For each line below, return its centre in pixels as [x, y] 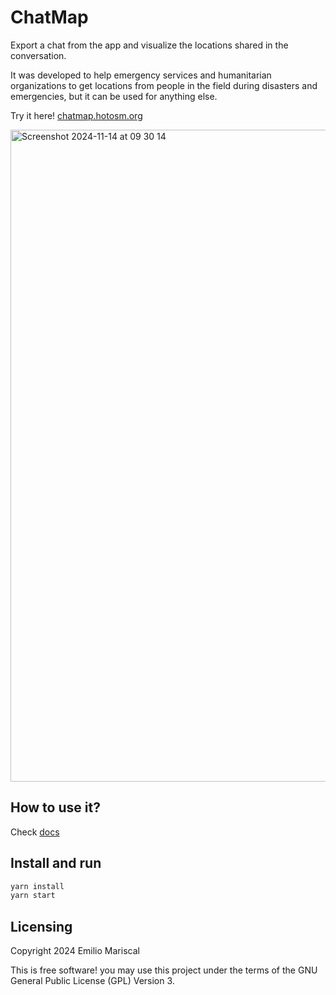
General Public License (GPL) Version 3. [92, 981]
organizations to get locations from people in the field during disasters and [164, 85]
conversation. [38, 55]
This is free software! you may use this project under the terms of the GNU [164, 970]
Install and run [56, 863]
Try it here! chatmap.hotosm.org [76, 115]
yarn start [33, 896]
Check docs [35, 832]
